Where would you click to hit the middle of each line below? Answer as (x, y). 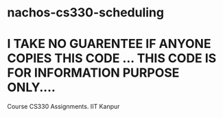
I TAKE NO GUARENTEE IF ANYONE (109, 44)
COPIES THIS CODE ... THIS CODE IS (112, 58)
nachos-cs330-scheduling (86, 13)
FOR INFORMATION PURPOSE (93, 73)
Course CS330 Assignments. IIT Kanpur (63, 107)
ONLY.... (32, 88)
